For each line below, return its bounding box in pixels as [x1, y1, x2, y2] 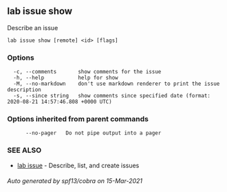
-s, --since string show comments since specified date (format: [13, 93, 211, 99]
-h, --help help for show [13, 75, 118, 82]
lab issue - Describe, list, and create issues [17, 161, 140, 169]
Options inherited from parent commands [7, 115, 149, 124]
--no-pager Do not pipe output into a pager [25, 130, 162, 136]
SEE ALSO [7, 145, 42, 155]
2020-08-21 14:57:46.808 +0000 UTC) [7, 99, 112, 106]
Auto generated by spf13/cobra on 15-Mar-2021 [7, 177, 143, 185]
